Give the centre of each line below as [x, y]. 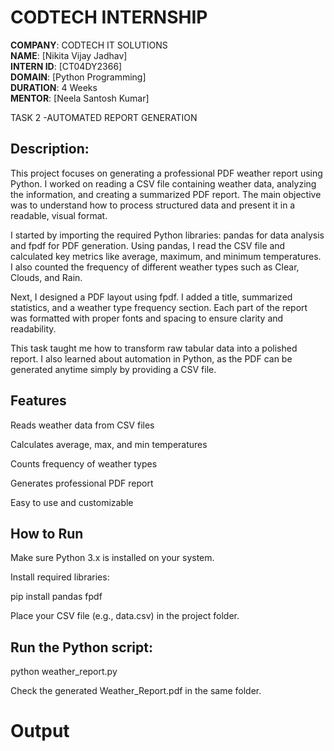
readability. [33, 328]
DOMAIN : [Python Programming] [78, 77]
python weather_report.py [64, 672]
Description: [50, 149]
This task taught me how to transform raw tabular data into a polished [154, 348]
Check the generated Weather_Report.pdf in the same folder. [136, 691]
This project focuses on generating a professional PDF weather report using [166, 173]
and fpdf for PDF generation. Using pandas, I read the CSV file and [148, 245]
